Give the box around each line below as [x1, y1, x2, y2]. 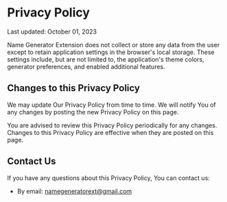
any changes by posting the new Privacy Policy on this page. [7, 108, 180, 116]
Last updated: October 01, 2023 [7, 27, 97, 36]
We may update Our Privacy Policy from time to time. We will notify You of [7, 101, 216, 109]
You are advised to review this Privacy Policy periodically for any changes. [7, 121, 217, 129]
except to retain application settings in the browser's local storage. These [7, 48, 215, 56]
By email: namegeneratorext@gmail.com [16, 187, 132, 195]
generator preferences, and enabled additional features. [7, 62, 166, 71]
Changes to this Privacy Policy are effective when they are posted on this [7, 128, 214, 136]
